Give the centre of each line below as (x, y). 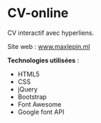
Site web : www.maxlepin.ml (49, 46)
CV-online (38, 13)
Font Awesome (39, 104)
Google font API (41, 112)
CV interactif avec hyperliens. (51, 33)
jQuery (27, 89)
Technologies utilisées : (43, 60)
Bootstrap (32, 97)
